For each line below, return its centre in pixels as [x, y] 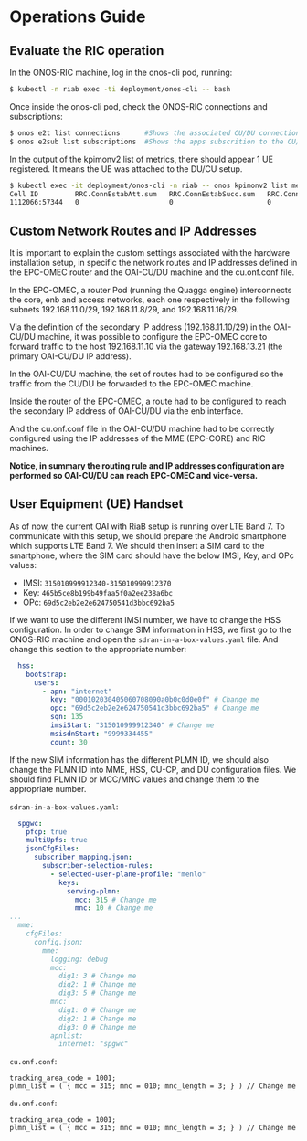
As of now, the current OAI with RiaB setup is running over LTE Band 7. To [147, 526]
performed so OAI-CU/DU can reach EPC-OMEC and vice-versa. [134, 476]
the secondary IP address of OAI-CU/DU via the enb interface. [127, 411]
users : [46, 682]
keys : [69, 882]
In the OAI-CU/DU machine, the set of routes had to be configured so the [147, 374]
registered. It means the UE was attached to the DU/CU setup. [126, 169]
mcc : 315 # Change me [116, 900]
